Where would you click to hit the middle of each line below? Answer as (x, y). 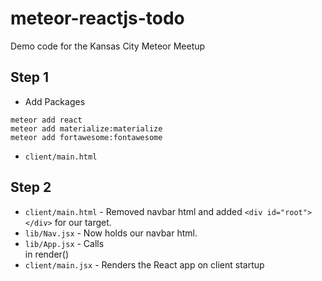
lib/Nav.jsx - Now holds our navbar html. (111, 233)
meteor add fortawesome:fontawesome (86, 137)
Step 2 (31, 187)
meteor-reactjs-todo (97, 18)
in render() (47, 254)
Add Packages (55, 101)
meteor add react (46, 120)
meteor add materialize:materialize (86, 128)
